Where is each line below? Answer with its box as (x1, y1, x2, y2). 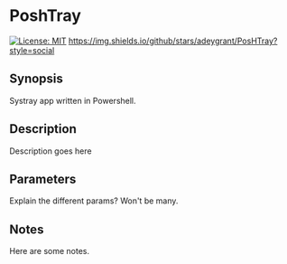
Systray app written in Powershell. (9, 95, 137, 106)
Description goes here (9, 146, 92, 156)
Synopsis (9, 71, 63, 87)
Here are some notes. (9, 246, 90, 257)
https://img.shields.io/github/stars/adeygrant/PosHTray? (68, 35, 278, 46)
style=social (9, 44, 55, 55)
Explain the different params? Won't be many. (9, 195, 179, 206)
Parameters (9, 171, 77, 186)
